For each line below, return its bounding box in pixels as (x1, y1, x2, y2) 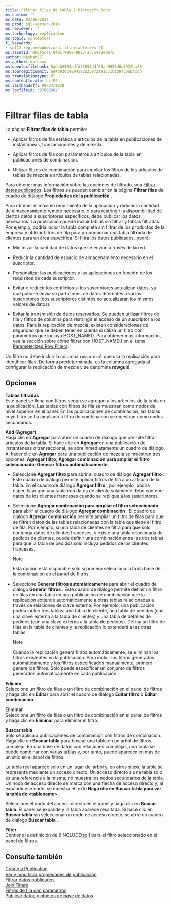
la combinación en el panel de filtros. (12, 571, 90, 577)
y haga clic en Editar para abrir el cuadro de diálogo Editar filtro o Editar (5, 691, 157, 697)
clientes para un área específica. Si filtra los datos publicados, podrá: (5, 235, 150, 241)
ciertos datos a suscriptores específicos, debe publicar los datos (5, 213, 141, 219)
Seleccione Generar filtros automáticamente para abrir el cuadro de (12, 581, 157, 587)
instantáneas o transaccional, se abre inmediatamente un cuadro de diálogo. (5, 445, 165, 451)
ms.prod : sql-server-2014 (5, 21, 60, 27)
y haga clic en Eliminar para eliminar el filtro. (5, 717, 99, 724)
